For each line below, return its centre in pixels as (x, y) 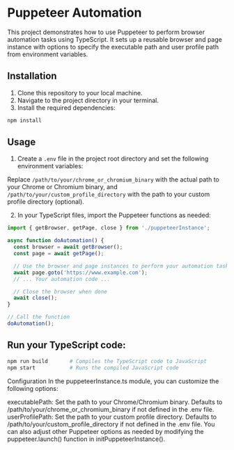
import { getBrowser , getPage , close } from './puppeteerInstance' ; (109, 228)
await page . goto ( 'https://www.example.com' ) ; (81, 273)
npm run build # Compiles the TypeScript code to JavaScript (107, 361)
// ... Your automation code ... (62, 279)
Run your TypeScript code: (67, 345)
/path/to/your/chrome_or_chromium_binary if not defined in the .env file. (111, 409)
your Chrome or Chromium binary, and (62, 187)
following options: (33, 388)
